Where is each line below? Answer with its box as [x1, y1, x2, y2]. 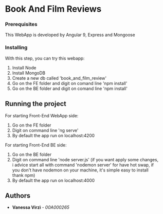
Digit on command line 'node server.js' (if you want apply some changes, [12, 156, 159, 162]
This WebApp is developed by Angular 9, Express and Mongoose [5, 32, 135, 38]
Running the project [5, 100, 67, 108]
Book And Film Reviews [5, 3, 102, 15]
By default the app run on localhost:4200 [12, 132, 95, 138]
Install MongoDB [12, 70, 46, 76]
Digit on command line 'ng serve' [12, 127, 79, 133]
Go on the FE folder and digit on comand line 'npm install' [12, 80, 127, 86]
